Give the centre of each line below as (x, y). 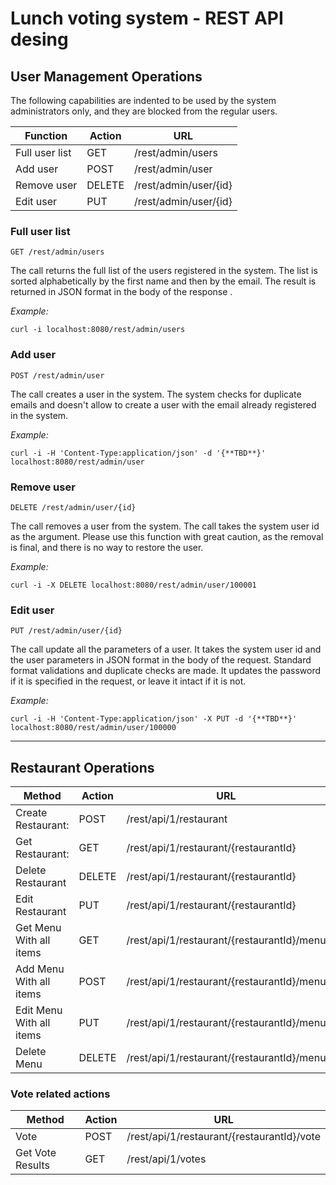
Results (32, 1165)
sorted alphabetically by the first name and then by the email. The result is (163, 281)
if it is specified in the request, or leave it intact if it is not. (128, 681)
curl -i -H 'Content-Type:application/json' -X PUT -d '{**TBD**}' (154, 719)
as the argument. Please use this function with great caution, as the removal (167, 536)
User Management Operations (106, 76)
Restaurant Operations (82, 767)
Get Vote (36, 1153)
